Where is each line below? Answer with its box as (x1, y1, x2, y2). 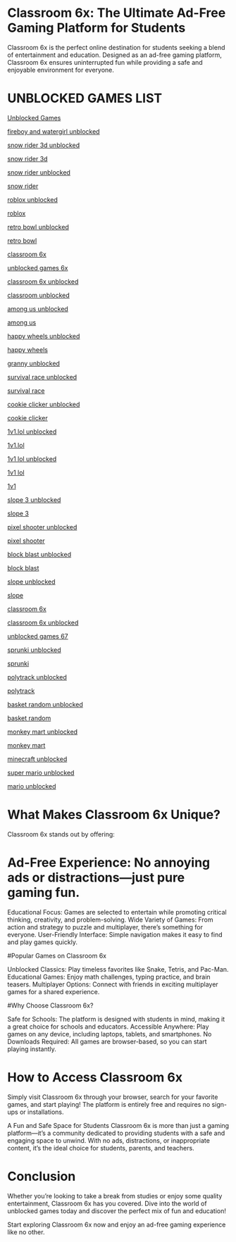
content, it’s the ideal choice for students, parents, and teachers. (7, 1143, 195, 1152)
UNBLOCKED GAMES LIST (7, 90, 163, 106)
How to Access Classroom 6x (7, 1069, 183, 1085)
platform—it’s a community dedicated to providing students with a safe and (7, 1129, 225, 1137)
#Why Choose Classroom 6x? (7, 1001, 94, 1010)
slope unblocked (7, 577, 56, 586)
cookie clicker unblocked (7, 400, 80, 408)
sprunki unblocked (7, 646, 61, 654)
